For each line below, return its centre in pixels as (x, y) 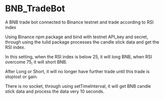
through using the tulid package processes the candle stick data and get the (82, 42)
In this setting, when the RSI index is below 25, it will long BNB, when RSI (79, 56)
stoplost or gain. (22, 76)
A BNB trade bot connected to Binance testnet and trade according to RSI (79, 22)
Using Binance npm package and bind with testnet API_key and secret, (77, 37)
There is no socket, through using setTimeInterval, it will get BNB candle (78, 86)
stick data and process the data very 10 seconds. (55, 91)
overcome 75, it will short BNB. (36, 62)
